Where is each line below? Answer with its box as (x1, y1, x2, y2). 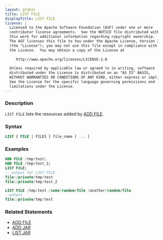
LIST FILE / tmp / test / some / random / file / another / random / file (5, 188, 131, 193)
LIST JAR (12, 230, 31, 236)
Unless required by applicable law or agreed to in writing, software (9, 66, 155, 71)
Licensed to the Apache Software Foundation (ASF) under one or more (9, 25, 153, 30)
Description (5, 100, 33, 107)
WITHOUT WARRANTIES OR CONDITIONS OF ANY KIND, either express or (9, 75, 147, 80)
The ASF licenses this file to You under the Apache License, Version (9, 39, 155, 44)
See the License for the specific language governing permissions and (9, 79, 155, 84)
